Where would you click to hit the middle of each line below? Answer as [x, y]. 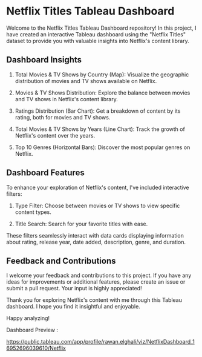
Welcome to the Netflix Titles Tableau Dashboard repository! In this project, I [101, 28]
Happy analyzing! [28, 318]
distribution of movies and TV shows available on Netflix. [86, 81]
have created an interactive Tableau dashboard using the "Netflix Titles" [96, 34]
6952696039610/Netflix [36, 348]
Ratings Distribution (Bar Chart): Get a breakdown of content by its [98, 111]
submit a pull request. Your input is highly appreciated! [74, 289]
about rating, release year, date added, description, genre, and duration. [96, 242]
